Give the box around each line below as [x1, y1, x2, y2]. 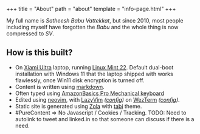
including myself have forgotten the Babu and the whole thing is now [6, 24, 179, 30]
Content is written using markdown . [15, 83, 105, 90]
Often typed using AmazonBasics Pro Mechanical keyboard [15, 90, 164, 97]
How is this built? [6, 48, 73, 58]
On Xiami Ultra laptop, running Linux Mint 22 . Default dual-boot [15, 63, 174, 71]
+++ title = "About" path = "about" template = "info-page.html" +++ [6, 5, 176, 12]
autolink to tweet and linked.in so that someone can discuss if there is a [15, 115, 195, 122]
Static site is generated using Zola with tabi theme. [15, 102, 142, 110]
